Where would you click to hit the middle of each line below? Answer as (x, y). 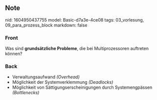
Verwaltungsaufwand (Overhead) (46, 77)
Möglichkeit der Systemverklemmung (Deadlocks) (63, 82)
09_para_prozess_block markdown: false (46, 25)
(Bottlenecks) (26, 93)
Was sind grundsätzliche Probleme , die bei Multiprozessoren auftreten (77, 49)
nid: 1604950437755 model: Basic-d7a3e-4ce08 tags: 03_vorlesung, (75, 20)
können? (14, 54)
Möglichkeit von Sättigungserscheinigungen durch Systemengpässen (82, 87)
